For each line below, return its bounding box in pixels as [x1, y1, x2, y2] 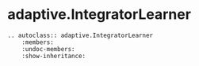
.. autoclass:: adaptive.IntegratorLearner [7, 31, 154, 39]
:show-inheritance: [21, 52, 86, 60]
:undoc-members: [21, 45, 76, 53]
